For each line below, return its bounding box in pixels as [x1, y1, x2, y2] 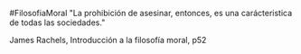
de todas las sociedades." [9, 17, 106, 28]
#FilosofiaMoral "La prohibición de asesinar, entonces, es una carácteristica [9, 8, 293, 18]
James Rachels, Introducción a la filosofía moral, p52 [9, 35, 207, 45]
